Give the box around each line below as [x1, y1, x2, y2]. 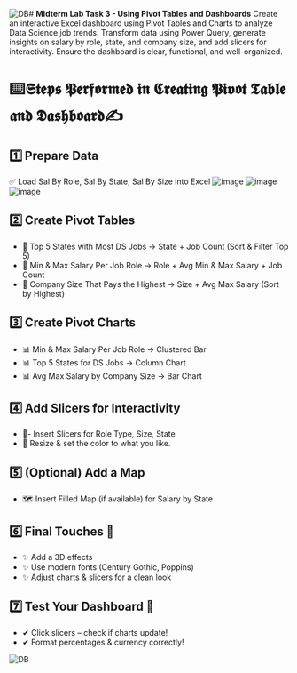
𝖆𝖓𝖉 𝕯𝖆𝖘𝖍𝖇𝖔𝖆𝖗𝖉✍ [9, 106, 124, 126]
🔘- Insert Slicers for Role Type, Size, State [21, 429, 176, 439]
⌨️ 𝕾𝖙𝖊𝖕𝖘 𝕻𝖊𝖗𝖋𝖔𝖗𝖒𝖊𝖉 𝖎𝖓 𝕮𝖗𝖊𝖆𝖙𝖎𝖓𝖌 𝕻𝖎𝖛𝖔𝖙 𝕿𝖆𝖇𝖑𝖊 [9, 79, 286, 100]
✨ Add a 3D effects [21, 552, 93, 563]
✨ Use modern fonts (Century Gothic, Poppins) [21, 562, 195, 573]
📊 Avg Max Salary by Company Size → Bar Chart [21, 370, 202, 381]
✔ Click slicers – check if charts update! [21, 627, 168, 637]
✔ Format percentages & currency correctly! [21, 637, 184, 647]
